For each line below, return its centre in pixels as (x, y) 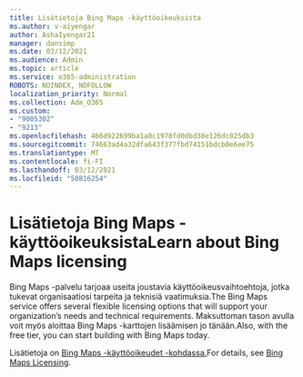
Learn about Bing (213, 243)
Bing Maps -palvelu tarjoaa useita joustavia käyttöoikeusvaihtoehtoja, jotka (150, 287)
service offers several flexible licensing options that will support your (139, 306)
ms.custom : (30, 111)
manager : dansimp (42, 43)
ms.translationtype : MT (55, 153)
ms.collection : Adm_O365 (56, 102)
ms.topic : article (44, 69)
